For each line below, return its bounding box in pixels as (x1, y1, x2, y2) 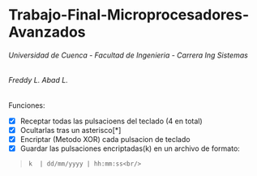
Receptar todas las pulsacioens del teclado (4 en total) (19, 116, 203, 126)
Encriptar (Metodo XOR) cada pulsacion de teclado (19, 135, 191, 144)
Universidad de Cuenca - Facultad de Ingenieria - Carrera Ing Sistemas (8, 50, 249, 60)
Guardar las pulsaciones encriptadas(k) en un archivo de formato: (19, 144, 241, 153)
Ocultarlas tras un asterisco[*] (19, 126, 122, 135)
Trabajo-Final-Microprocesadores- (8, 6, 250, 24)
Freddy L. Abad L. (8, 75, 69, 85)
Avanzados (8, 23, 87, 41)
